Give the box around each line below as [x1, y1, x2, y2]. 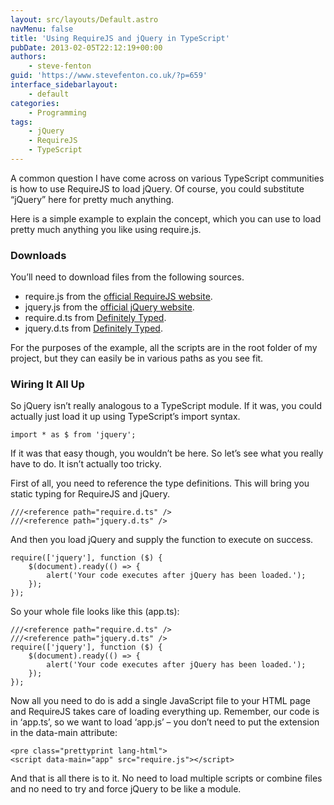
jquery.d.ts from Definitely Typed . [24, 322, 163, 335]
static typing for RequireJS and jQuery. [10, 488, 170, 500]
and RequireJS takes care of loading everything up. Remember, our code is [10, 706, 320, 718]
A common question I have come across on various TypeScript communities [10, 172, 325, 184]
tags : [10, 117, 33, 127]
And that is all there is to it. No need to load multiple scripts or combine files [10, 772, 323, 785]
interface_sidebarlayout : [10, 80, 118, 90]
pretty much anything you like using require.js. [10, 223, 202, 235]
